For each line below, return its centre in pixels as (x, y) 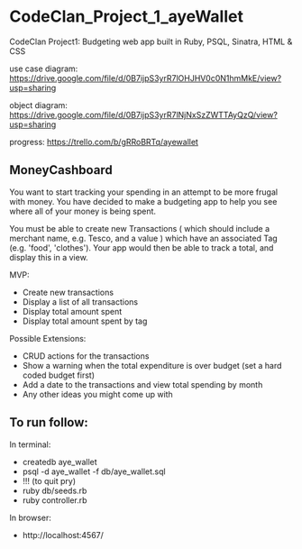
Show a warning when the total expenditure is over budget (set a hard (152, 365)
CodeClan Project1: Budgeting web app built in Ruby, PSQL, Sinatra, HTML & (151, 41)
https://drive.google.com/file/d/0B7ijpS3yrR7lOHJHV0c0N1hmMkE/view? (146, 78)
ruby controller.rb (55, 500)
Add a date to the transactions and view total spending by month (142, 384)
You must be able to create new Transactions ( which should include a (140, 228)
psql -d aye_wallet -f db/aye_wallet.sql (94, 471)
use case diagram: (44, 69)
